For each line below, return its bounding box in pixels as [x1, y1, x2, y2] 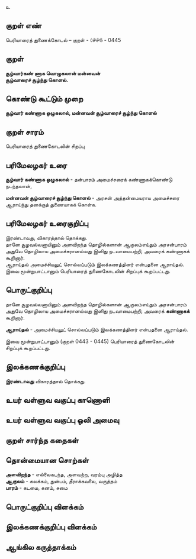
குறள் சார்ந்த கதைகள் [5, 435, 79, 445]
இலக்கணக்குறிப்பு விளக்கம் [5, 522, 97, 532]
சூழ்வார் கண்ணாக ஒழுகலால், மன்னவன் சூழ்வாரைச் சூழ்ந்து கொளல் [5, 109, 158, 117]
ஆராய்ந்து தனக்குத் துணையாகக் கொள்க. [5, 201, 97, 208]
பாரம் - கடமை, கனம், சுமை [5, 484, 68, 492]
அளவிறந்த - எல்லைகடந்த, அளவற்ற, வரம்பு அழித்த [5, 471, 123, 478]
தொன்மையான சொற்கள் [5, 455, 89, 466]
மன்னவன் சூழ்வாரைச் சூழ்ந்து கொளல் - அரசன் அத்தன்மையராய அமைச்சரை [5, 195, 180, 202]
